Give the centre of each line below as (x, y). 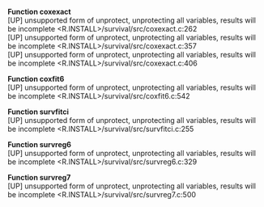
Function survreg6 (40, 144)
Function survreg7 (39, 177)
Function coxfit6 (36, 79)
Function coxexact (39, 12)
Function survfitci (38, 112)
